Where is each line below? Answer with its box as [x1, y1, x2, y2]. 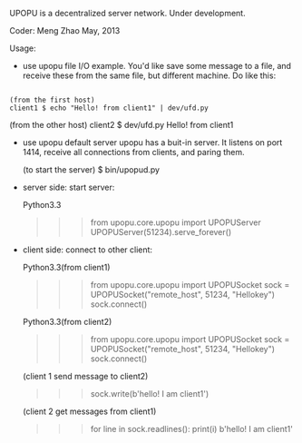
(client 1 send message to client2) [22, 371, 149, 381]
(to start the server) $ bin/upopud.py [22, 164, 161, 175]
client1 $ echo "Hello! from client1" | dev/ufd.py [9, 103, 209, 113]
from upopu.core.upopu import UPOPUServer [90, 217, 261, 228]
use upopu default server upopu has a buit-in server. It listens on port [22, 137, 283, 148]
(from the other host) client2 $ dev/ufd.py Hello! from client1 [9, 120, 234, 130]
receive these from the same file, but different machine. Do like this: [22, 70, 277, 81]
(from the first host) [9, 95, 95, 104]
